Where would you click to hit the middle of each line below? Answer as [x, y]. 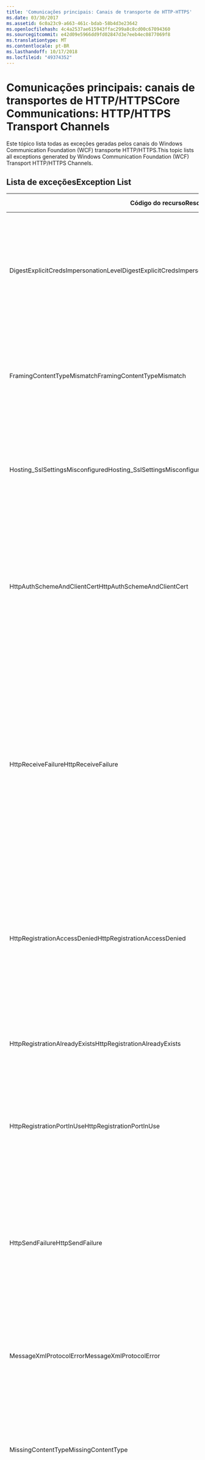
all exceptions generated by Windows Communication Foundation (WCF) [98, 156]
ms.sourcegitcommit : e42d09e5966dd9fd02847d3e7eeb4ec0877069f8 [88, 35]
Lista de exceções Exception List [69, 182]
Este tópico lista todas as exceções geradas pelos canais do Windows [95, 143]
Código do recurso [158, 203]
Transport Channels [58, 126]
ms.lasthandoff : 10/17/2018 [42, 52]
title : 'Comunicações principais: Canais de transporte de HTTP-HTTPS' [99, 12]
